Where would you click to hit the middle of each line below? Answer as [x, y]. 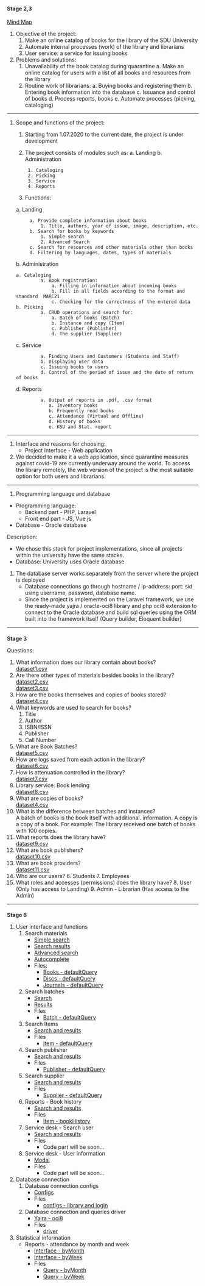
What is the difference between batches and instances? [85, 811]
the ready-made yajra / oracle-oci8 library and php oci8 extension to [111, 606]
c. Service [28, 345]
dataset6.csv [32, 766]
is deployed [30, 580]
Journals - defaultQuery [73, 985]
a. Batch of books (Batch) [85, 318]
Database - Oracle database [51, 525]
